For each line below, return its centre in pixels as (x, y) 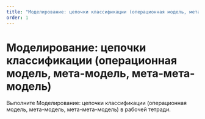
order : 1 (17, 18)
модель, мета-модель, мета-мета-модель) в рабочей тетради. (88, 109)
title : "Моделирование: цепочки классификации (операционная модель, (97, 12)
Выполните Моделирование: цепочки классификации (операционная (97, 103)
